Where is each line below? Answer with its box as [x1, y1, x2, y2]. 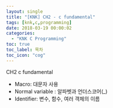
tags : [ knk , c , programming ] [6, 19, 72, 25]
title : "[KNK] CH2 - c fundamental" [6, 14, 95, 20]
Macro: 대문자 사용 [14, 80, 59, 87]
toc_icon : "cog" [6, 52, 46, 58]
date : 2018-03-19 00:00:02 [6, 25, 72, 31]
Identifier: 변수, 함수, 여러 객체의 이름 [14, 95, 101, 102]
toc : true [6, 42, 30, 48]
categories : [6, 31, 35, 36]
